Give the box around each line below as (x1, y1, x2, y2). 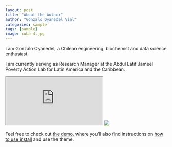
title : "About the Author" (5, 12, 63, 17)
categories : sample (5, 22, 47, 27)
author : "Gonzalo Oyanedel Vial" (5, 17, 77, 22)
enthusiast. (5, 51, 29, 57)
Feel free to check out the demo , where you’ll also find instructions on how (5, 131, 164, 137)
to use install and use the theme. (5, 136, 74, 142)
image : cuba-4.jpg (5, 31, 45, 36)
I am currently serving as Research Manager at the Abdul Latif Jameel (5, 61, 153, 67)
